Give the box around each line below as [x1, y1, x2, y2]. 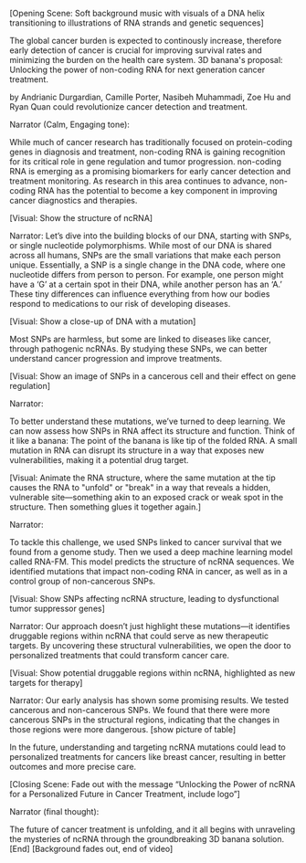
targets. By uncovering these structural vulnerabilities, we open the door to [9, 640, 291, 651]
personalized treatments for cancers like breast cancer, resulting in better [9, 752, 286, 762]
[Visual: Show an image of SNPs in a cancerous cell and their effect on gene [9, 371, 297, 382]
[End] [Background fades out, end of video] [9, 844, 174, 854]
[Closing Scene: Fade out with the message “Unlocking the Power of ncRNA [9, 779, 296, 789]
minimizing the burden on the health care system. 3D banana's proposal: [9, 55, 283, 65]
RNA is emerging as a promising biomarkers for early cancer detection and [9, 166, 291, 176]
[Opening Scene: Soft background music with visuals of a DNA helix [9, 8, 265, 18]
